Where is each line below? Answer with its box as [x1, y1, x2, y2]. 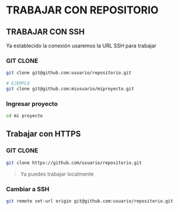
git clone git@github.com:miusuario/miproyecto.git [6, 86, 134, 92]
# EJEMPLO [6, 80, 30, 86]
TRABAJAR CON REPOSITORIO [6, 3, 159, 17]
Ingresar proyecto [6, 100, 58, 108]
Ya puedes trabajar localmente [20, 170, 94, 177]
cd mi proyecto [6, 113, 43, 119]
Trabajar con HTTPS [6, 129, 81, 139]
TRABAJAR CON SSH [6, 27, 85, 37]
